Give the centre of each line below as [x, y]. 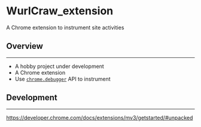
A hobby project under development [60, 66]
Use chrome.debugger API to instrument [63, 79]
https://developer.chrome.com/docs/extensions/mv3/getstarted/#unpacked [100, 117]
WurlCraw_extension [60, 11]
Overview [25, 46]
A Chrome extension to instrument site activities [65, 27]
